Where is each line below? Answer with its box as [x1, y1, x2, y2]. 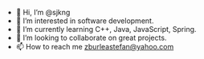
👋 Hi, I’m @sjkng [15, 8, 71, 17]
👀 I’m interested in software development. [15, 16, 154, 26]
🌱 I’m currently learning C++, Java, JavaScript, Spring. [15, 25, 197, 33]
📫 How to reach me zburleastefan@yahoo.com [15, 42, 174, 51]
